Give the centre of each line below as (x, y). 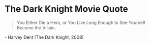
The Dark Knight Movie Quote (66, 9)
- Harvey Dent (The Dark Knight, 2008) (44, 37)
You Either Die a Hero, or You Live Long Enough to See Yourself (81, 22)
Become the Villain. (36, 27)
